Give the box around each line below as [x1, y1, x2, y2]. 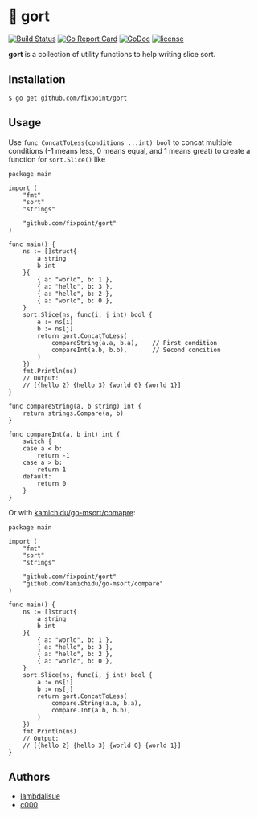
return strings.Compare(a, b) [23, 409, 125, 417]
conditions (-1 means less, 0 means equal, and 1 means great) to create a [8, 146, 251, 155]
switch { [23, 437, 52, 445]
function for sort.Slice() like [8, 154, 106, 164]
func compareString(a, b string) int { [8, 402, 142, 410]
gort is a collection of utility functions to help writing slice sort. [8, 49, 216, 59]
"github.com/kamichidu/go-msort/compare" [23, 579, 163, 588]
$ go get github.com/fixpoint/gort [8, 94, 128, 102]
